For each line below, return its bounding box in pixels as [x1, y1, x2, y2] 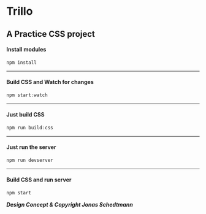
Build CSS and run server [6, 176, 72, 183]
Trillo [6, 4, 33, 18]
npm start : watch [6, 92, 48, 98]
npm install [6, 59, 37, 66]
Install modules [6, 46, 47, 53]
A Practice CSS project [6, 29, 95, 39]
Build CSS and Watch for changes [6, 78, 94, 86]
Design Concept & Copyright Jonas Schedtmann [6, 201, 133, 208]
